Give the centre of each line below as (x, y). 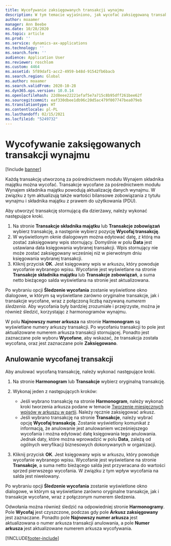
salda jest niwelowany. (36, 476)
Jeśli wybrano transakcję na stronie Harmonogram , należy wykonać (92, 401)
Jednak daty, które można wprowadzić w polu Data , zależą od (85, 439)
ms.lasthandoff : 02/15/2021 (35, 114)
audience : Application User (35, 57)
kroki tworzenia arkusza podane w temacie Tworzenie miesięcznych (92, 406)
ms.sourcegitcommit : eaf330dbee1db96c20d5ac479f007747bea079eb (74, 100)
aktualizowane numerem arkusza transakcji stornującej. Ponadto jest (77, 332)
